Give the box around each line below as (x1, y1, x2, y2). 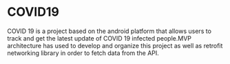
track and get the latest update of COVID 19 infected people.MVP (7, 34, 191, 42)
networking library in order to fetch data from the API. (7, 49, 160, 57)
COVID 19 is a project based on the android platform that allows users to (7, 27, 212, 35)
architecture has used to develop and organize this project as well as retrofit (7, 41, 223, 50)
